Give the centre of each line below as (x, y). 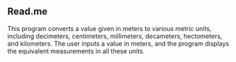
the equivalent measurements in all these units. (76, 51)
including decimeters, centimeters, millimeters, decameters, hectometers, (115, 36)
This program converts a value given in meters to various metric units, (109, 28)
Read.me (28, 12)
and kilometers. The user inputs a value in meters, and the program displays (118, 43)
